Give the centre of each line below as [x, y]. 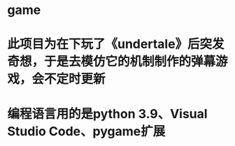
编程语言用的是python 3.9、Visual [107, 114]
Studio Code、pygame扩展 [86, 131]
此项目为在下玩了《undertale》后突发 [116, 44]
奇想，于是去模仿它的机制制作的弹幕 [112, 62]
